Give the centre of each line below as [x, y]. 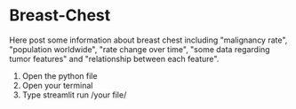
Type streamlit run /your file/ [74, 95]
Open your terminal [57, 85]
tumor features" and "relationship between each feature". [114, 58]
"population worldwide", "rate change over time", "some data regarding [140, 49]
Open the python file [60, 75]
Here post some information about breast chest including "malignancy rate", [148, 40]
